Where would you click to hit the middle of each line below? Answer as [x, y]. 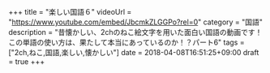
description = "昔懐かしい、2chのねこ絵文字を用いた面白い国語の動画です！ [135, 32]
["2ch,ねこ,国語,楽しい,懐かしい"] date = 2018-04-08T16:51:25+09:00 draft [134, 52]
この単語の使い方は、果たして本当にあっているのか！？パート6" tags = [126, 42]
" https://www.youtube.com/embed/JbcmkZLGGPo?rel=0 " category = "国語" [136, 22]
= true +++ [27, 62]
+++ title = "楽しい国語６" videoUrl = [70, 12]
